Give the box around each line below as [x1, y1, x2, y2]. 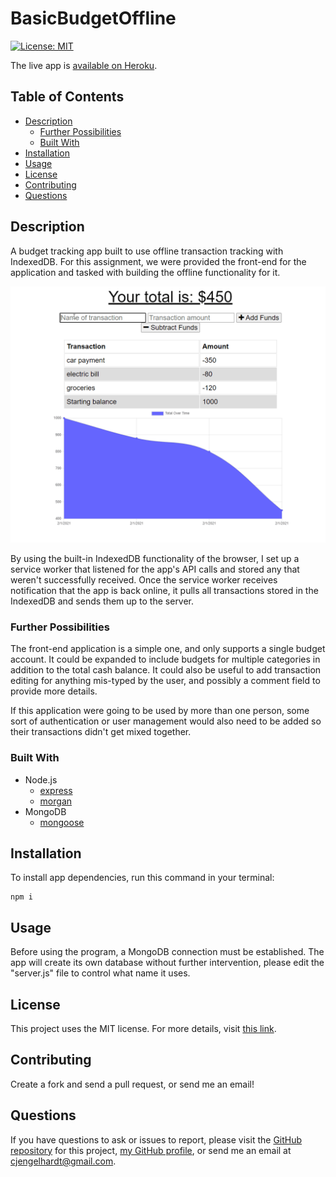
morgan [39, 795, 73, 807]
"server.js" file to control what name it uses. [10, 967, 191, 979]
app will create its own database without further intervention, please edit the [10, 957, 325, 969]
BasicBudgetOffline [10, 7, 177, 30]
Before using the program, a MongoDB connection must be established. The [10, 946, 325, 958]
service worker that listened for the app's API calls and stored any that [10, 563, 300, 576]
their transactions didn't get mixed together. [10, 726, 192, 738]
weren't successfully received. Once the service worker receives [10, 574, 278, 586]
